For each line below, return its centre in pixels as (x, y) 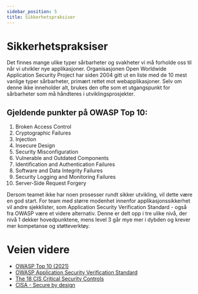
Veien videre (38, 250)
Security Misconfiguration (47, 152)
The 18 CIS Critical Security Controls (60, 279)
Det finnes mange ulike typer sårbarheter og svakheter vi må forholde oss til (99, 63)
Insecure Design (35, 146)
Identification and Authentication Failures (65, 164)
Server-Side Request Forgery (51, 183)
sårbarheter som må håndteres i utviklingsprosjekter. (71, 94)
